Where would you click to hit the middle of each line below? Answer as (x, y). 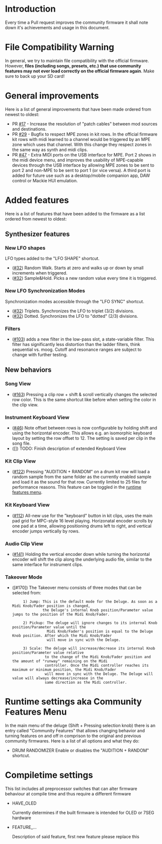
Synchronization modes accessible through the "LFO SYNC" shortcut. (74, 301)
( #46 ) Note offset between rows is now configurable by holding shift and (84, 428)
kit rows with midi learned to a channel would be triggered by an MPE (81, 139)
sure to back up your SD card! (35, 76)
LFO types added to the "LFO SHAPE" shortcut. (52, 258)
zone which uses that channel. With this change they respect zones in (82, 144)
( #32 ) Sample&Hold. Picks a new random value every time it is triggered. (84, 278)
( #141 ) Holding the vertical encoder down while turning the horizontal (81, 554)
